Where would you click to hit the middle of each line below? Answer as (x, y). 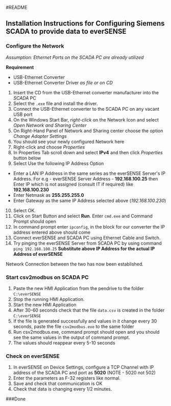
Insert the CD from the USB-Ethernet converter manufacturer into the (86, 92)
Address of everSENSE (38, 254)
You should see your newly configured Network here (69, 141)
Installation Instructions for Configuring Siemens (85, 23)
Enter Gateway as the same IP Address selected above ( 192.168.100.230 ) (90, 200)
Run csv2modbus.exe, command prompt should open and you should (86, 332)
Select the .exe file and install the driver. (56, 103)
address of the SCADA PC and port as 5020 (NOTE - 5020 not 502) (84, 373)
